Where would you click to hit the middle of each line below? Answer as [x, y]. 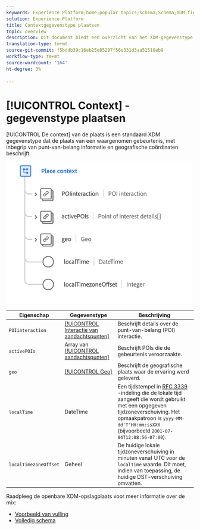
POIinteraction [27, 330]
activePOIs [22, 352]
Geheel [73, 464]
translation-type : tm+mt [37, 44]
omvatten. [130, 483]
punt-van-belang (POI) [146, 330]
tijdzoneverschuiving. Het [149, 412]
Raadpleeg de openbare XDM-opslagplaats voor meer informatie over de [96, 496]
